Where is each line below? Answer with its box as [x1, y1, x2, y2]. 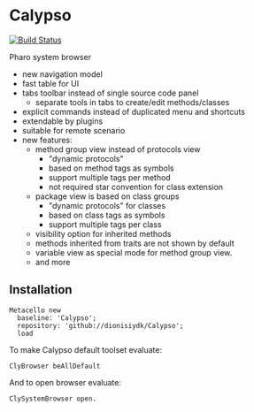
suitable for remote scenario [21, 125, 126, 135]
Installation [9, 282, 73, 297]
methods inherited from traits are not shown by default [35, 238, 235, 248]
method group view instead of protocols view [35, 143, 201, 155]
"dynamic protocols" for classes [48, 200, 166, 210]
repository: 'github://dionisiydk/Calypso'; [17, 321, 184, 330]
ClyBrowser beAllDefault [9, 362, 101, 370]
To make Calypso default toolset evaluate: [9, 344, 162, 355]
